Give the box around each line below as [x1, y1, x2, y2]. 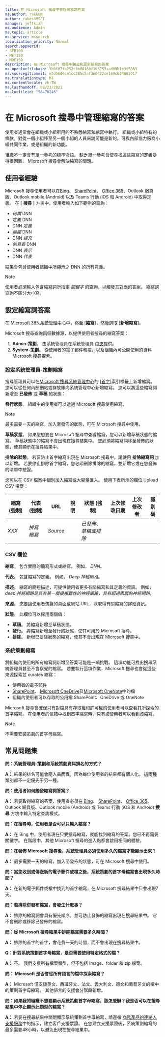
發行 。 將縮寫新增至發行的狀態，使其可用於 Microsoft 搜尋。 [12, 627, 135, 634]
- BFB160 [5, 48, 23, 53]
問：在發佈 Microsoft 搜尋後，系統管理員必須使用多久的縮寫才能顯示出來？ [5, 848, 157, 854]
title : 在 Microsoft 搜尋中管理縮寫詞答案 [5, 7, 85, 12]
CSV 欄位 [5, 551, 27, 558]
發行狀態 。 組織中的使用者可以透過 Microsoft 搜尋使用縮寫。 [5, 401, 127, 407]
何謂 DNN [12, 211, 32, 217]
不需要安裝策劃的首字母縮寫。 [5, 730, 65, 737]
